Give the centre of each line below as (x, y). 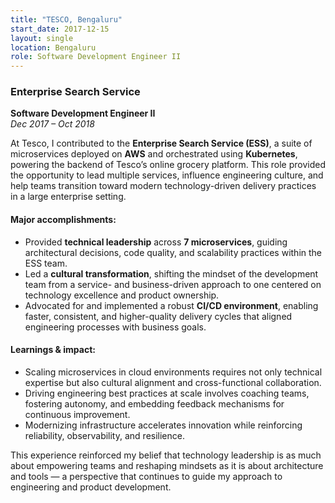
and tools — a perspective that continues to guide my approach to (146, 476)
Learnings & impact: (53, 350)
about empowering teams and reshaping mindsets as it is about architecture (167, 465)
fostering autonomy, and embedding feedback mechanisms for (154, 403)
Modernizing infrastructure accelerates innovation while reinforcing (163, 425)
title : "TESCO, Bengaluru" (66, 19)
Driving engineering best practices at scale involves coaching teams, (167, 393)
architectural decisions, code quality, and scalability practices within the (173, 252)
